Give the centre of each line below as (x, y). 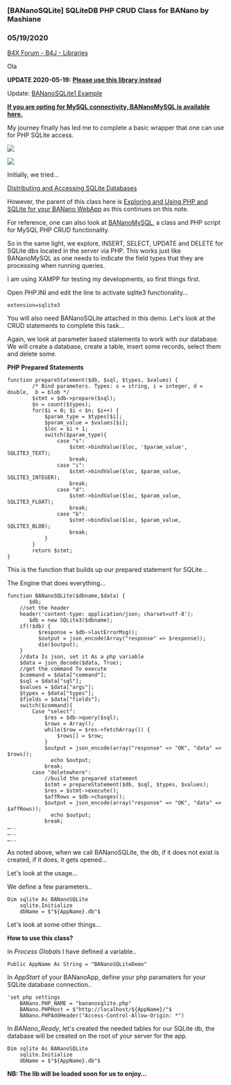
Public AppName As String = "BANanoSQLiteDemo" (77, 965)
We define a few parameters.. (50, 887)
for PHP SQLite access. (41, 135)
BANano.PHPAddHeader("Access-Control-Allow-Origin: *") (102, 1016)
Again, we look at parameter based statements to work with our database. (113, 339)
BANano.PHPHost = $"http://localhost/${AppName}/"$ (96, 1010)
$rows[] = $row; (80, 736)
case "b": (71, 514)
